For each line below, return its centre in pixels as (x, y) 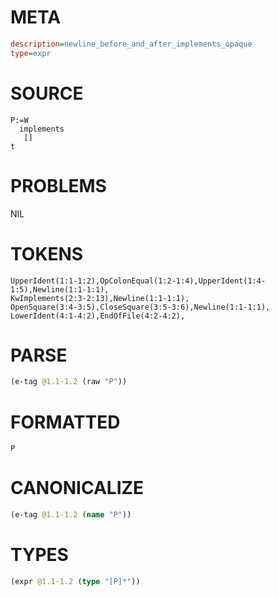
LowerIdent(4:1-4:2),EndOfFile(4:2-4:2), (98, 316)
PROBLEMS (58, 185)
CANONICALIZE (77, 488)
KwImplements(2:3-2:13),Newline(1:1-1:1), (100, 298)
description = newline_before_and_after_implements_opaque (131, 44)
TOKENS (47, 253)
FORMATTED (65, 422)
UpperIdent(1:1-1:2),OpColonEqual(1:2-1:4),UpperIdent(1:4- (138, 281)
